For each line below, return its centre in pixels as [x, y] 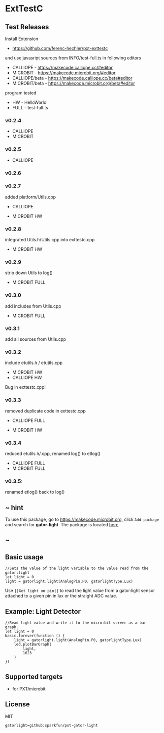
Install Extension [22, 39]
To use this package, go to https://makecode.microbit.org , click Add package [82, 519]
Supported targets [34, 677]
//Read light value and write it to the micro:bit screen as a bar [76, 623]
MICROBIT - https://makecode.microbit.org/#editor [64, 73]
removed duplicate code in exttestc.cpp [46, 411]
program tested [21, 93]
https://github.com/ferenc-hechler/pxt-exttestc [60, 48]
